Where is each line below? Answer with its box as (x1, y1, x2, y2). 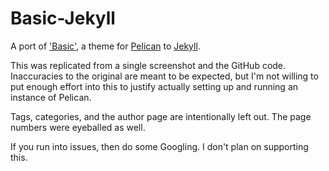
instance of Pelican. (10, 91, 92, 103)
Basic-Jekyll (10, 7, 116, 30)
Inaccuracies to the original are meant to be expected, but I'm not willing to (10, 70, 319, 82)
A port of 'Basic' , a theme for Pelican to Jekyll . (10, 40, 201, 52)
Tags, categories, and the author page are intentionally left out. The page (10, 110, 312, 122)
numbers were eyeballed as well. (10, 121, 146, 133)
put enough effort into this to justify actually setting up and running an (10, 80, 299, 92)
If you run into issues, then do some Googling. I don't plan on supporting (10, 140, 309, 152)
